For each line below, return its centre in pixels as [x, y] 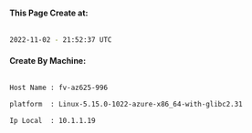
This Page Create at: [49, 13]
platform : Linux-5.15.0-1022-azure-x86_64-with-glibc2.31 [126, 105]
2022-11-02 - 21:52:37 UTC [61, 40]
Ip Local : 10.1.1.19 [52, 121]
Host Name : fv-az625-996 [58, 88]
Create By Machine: [48, 60]
